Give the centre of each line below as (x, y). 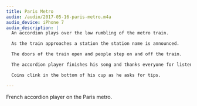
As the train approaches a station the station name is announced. (96, 44)
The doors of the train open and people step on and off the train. (97, 54)
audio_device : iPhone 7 (35, 22)
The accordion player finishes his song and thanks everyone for (93, 65)
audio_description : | (33, 28)
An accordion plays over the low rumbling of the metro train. (90, 33)
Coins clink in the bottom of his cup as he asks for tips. (86, 75)
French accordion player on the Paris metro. (59, 97)
